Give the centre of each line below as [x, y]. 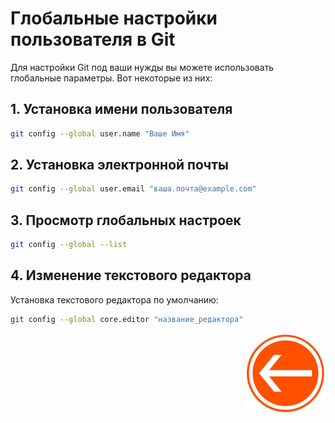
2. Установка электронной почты [119, 165]
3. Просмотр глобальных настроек [126, 220]
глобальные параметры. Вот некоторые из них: [111, 78]
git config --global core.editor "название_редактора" [127, 319]
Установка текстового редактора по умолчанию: [114, 299]
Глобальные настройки [114, 18]
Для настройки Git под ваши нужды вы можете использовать [142, 67]
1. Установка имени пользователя [121, 109]
